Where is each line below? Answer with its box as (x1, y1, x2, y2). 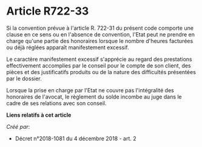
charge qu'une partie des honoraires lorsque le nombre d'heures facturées (6, 37, 194, 44)
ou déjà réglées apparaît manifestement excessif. (6, 44, 129, 51)
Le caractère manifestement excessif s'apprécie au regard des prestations (6, 55, 192, 63)
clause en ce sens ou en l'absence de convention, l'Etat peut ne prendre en (6, 30, 195, 38)
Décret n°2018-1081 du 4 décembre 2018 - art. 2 (15, 135, 136, 142)
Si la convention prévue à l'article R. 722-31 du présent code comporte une (6, 24, 194, 32)
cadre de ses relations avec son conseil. (6, 99, 107, 107)
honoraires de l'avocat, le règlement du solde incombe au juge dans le (6, 93, 182, 100)
